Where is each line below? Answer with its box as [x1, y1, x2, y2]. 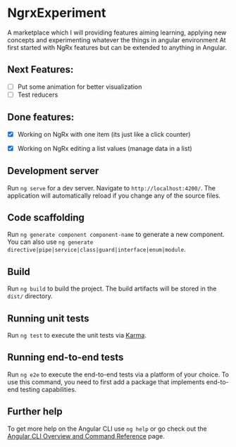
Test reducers [17, 90, 58, 99]
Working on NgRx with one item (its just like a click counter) [17, 130, 191, 138]
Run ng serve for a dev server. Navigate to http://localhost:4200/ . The [7, 183, 216, 192]
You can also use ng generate [7, 238, 94, 246]
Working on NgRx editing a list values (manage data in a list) [17, 144, 192, 152]
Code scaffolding [7, 212, 85, 223]
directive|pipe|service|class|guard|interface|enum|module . [7, 245, 186, 254]
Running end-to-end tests [7, 351, 124, 364]
